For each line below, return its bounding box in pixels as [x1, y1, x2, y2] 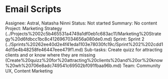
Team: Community [122, 62, 161, 68]
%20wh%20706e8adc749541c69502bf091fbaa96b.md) [5, 62, 122, 68]
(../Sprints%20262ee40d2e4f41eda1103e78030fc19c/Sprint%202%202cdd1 [5, 41, 163, 47]
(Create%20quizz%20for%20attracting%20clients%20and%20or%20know [5, 57, 163, 63]
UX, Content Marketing [5, 67, 53, 73]
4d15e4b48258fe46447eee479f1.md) [5, 46, 83, 52]
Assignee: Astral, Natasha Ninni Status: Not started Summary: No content [5, 20, 157, 26]
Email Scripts [5, 3, 61, 15]
